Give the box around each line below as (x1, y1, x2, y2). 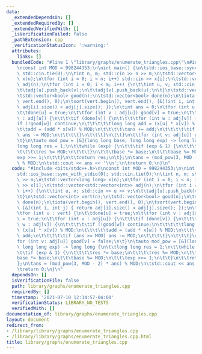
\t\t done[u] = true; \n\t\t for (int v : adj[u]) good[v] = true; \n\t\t (17, 110, 198, 116)
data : (6, 8, 20, 15)
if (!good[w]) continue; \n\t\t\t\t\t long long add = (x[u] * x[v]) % (17, 121, 195, 127)
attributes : (11, 48, 42, 54)
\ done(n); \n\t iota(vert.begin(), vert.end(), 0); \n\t (17, 199, 158, 205)
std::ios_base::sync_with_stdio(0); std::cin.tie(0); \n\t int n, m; (17, 171, 189, 178)
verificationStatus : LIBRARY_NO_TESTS (11, 300, 109, 306)
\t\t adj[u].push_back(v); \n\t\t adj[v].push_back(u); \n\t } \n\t (17, 87, 176, 93)
